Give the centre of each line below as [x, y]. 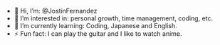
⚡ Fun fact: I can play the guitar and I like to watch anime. [98, 34]
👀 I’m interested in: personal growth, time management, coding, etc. [114, 18]
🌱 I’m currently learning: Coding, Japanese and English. [96, 26]
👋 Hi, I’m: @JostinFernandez [56, 11]
